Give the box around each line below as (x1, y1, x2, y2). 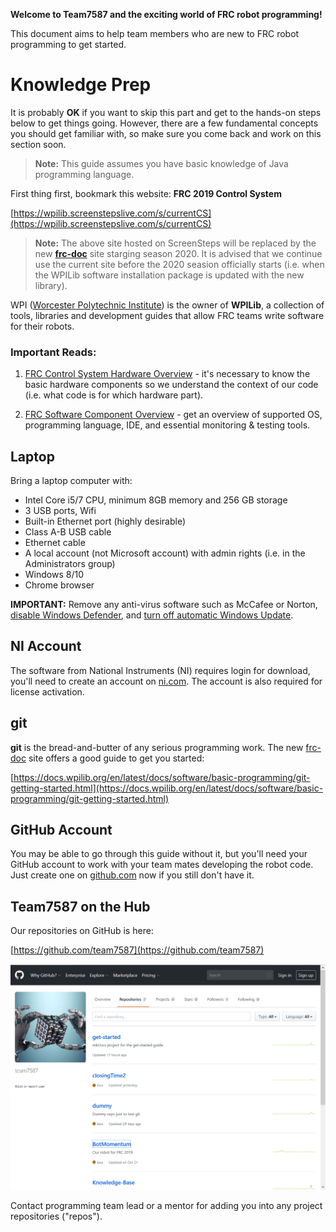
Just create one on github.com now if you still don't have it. (10, 869, 255, 881)
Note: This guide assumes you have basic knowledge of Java (34, 157, 289, 169)
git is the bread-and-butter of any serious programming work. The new (10, 741, 304, 753)
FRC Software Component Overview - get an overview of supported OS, (24, 409, 323, 421)
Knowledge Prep (10, 74, 152, 96)
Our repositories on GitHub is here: (10, 925, 154, 937)
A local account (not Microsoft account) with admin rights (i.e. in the (24, 547, 306, 559)
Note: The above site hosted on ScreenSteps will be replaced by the (34, 237, 317, 249)
